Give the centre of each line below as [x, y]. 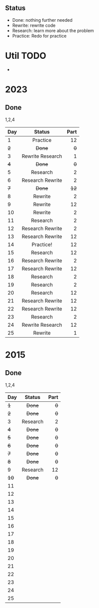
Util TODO [26, 56]
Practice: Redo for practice [39, 36]
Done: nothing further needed [42, 20]
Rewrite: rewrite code [34, 25]
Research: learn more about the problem [53, 30]
